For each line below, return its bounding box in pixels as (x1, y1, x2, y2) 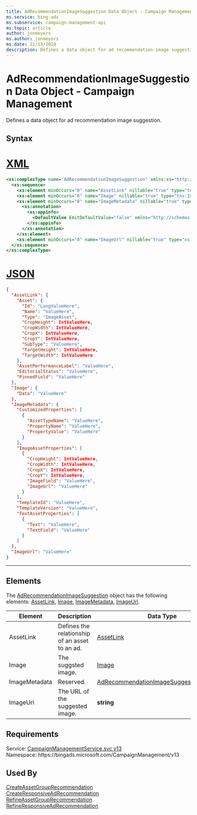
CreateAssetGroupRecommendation (6, 784, 93, 791)
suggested (57, 702, 88, 710)
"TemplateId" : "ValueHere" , (16, 500, 85, 506)
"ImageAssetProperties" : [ (16, 445, 83, 451)
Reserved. (57, 678, 86, 686)
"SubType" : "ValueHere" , (21, 341, 83, 347)
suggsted (57, 660, 84, 669)
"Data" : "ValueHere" (16, 390, 67, 397)
